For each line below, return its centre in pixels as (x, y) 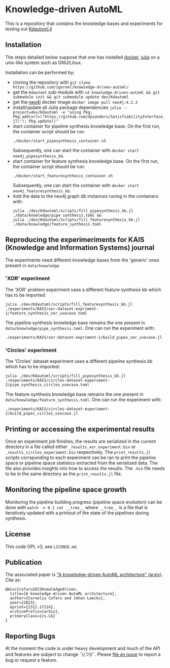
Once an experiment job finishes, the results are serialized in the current (81, 441)
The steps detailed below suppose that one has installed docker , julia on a (82, 57)
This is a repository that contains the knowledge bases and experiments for (84, 23)
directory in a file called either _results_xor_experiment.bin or (71, 447)
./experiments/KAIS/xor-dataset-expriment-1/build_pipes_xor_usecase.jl (84, 337)
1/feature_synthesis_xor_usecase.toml (46, 313)
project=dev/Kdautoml (35, 112)
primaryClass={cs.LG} (33, 616)
